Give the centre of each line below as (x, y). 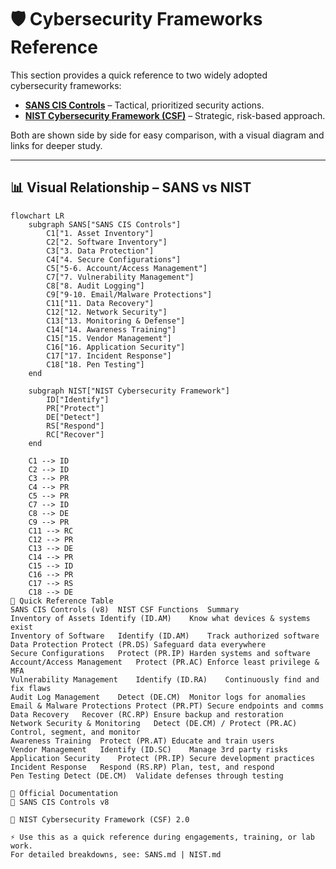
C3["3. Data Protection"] (100, 251)
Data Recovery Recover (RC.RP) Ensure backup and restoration (147, 714)
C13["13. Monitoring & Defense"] (116, 321)
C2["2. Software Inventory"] (107, 242)
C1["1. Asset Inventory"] (100, 233)
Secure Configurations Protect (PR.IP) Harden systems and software (160, 653)
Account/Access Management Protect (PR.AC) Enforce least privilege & (165, 662)
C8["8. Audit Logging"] (95, 286)
